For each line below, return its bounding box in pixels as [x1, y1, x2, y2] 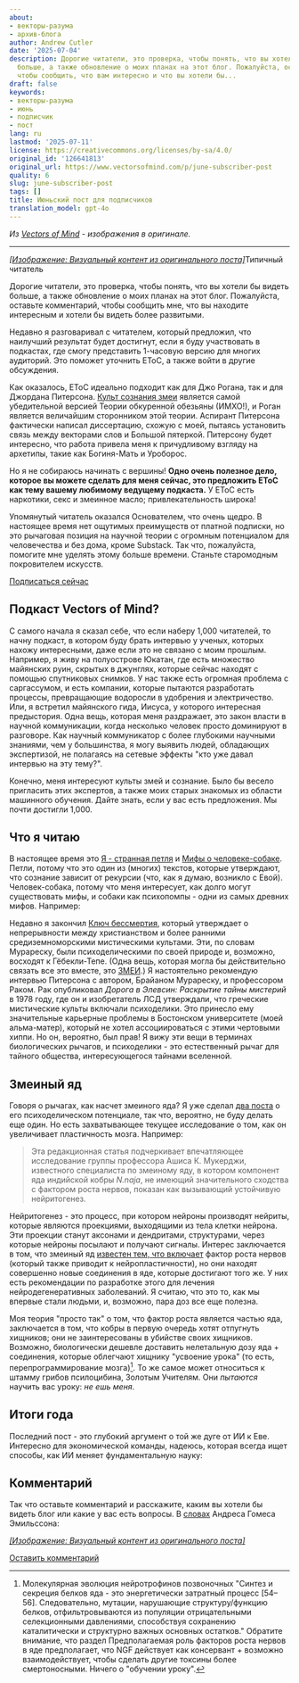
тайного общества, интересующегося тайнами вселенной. [9, 1050, 233, 1062]
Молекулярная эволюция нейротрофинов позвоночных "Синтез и [21, 1579, 273, 1589]
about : [9, 12, 34, 22]
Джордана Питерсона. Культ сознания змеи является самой [9, 391, 241, 402]
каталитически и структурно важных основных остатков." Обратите [21, 1626, 283, 1637]
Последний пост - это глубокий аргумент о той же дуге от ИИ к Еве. [9, 1430, 270, 1441]
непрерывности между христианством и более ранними [9, 927, 226, 938]
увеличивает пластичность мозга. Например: [9, 1129, 184, 1140]
